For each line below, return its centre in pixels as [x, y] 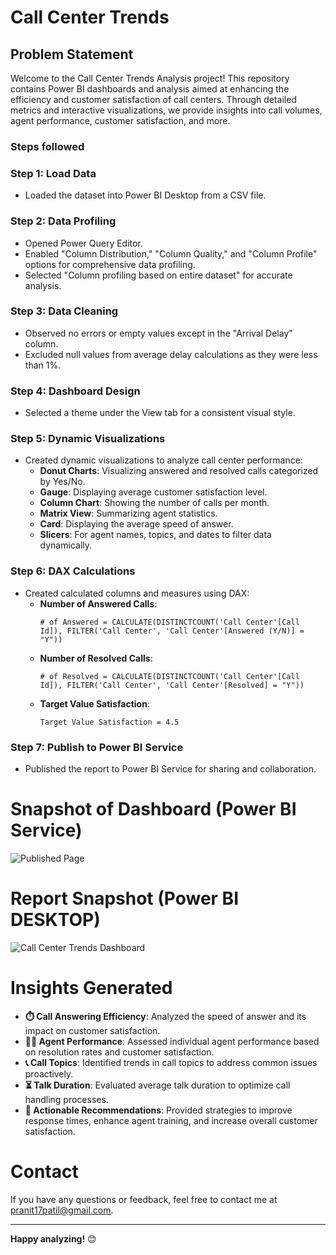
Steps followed [47, 146]
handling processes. [66, 1099]
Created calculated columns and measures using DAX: [137, 593]
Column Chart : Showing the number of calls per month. [154, 503]
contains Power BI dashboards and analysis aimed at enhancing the [150, 89]
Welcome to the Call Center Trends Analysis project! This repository [150, 78]
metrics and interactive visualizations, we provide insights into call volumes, [166, 110]
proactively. [49, 1073]
